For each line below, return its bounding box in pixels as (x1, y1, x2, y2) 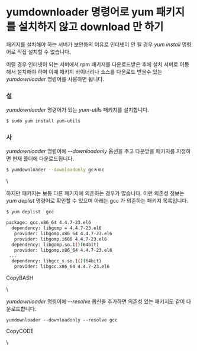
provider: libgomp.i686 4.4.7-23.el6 (14, 236, 108, 242)
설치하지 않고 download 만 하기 (18, 20, 164, 34)
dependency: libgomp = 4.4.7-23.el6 (11, 225, 102, 231)
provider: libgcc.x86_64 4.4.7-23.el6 (14, 264, 110, 269)
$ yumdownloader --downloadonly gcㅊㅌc (6, 167, 105, 173)
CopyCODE (6, 327, 34, 334)
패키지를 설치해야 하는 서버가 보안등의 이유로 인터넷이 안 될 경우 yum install (6, 41, 181, 48)
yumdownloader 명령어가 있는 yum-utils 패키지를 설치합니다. (6, 106, 150, 113)
